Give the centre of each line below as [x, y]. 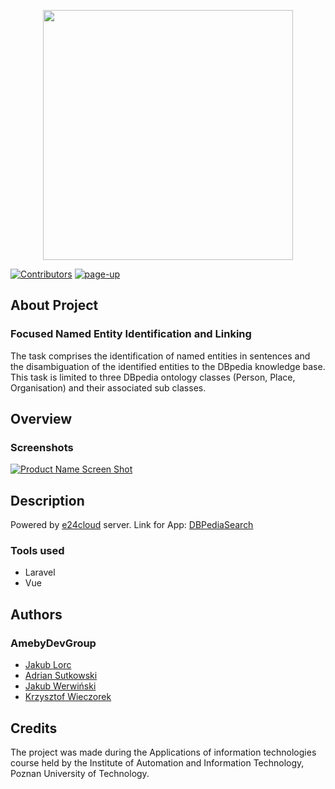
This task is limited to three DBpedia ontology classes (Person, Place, [153, 377]
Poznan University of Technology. [80, 773]
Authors [36, 614]
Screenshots [42, 447]
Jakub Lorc [48, 665]
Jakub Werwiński [60, 686]
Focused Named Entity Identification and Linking [131, 334]
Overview [41, 419]
